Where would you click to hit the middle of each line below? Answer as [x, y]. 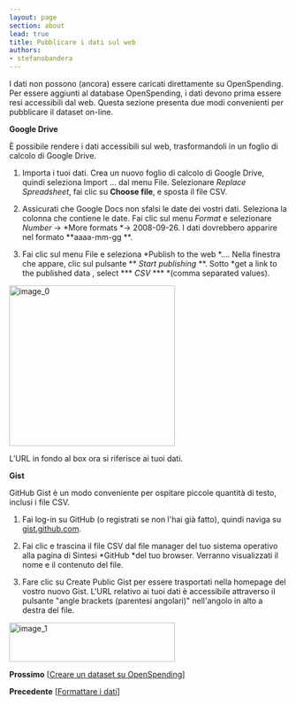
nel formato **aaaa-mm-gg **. [77, 237]
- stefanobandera [41, 58]
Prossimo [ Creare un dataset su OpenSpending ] [97, 674]
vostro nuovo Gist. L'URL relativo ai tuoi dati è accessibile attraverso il [148, 591]
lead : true [29, 34]
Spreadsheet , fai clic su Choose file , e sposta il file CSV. [125, 192]
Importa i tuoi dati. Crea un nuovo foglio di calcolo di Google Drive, [143, 173]
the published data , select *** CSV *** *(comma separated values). [146, 273]
